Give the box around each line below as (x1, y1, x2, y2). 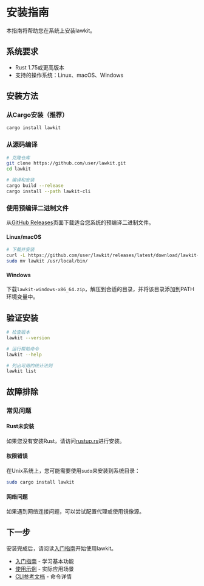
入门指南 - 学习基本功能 (15, 557, 75, 565)
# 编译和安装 (6, 177, 35, 183)
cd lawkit (6, 166, 32, 172)
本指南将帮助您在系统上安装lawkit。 (6, 27, 96, 34)
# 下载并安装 (6, 247, 35, 253)
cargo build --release (6, 183, 64, 189)
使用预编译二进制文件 (6, 203, 69, 212)
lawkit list (6, 368, 36, 375)
